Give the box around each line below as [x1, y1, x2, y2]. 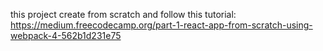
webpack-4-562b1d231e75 [10, 30, 122, 41]
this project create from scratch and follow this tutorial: [10, 9, 237, 20]
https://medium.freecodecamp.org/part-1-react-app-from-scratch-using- [10, 19, 313, 31]
